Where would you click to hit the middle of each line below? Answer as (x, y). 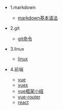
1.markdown (23, 7)
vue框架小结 (30, 91)
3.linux (17, 49)
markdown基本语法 (38, 18)
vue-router (29, 97)
